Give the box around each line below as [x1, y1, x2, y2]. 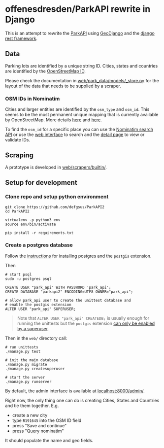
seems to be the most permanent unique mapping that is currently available [5, 112, 159, 118]
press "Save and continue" [12, 422, 67, 428]
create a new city [12, 412, 48, 418]
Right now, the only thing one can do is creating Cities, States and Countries [5, 397, 160, 403]
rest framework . [5, 35, 38, 41]
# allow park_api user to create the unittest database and [5, 298, 131, 303]
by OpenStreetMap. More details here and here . [5, 117, 102, 123]
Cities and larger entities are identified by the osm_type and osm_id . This [5, 106, 150, 112]
